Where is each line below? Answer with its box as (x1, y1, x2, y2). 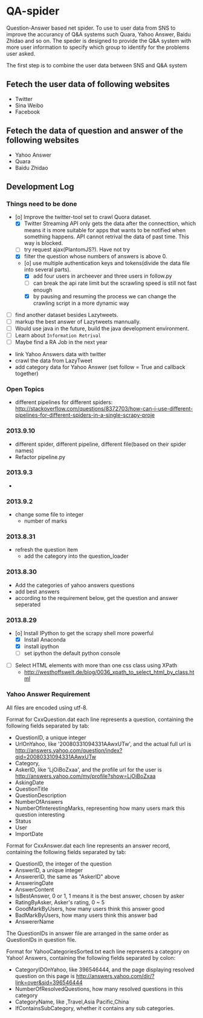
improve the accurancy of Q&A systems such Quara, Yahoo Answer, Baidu (6, 30, 192, 38)
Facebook (14, 108, 40, 116)
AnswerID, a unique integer (14, 866, 83, 873)
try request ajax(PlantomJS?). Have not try (24, 246, 130, 253)
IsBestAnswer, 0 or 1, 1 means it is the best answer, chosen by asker (14, 892, 185, 899)
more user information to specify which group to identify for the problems (6, 44, 190, 51)
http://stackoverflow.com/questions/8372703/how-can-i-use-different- (14, 405, 193, 413)
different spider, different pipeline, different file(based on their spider (14, 440, 187, 448)
